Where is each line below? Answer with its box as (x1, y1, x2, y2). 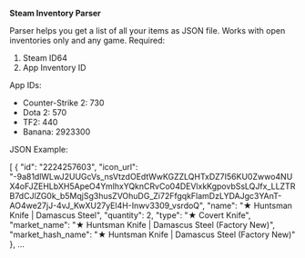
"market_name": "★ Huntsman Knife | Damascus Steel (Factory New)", (9, 220, 276, 230)
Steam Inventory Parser (9, 8, 102, 18)
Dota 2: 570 (22, 107, 67, 117)
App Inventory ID (22, 63, 86, 73)
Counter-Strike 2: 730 (22, 97, 105, 108)
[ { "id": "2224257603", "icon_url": (9, 162, 138, 172)
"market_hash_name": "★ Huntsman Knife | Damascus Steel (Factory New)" (9, 229, 296, 240)
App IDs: (9, 80, 43, 90)
